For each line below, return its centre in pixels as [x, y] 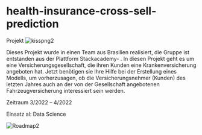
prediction [33, 24]
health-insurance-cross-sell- [81, 11]
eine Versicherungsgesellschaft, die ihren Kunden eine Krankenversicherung [101, 65]
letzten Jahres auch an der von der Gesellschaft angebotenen [83, 84]
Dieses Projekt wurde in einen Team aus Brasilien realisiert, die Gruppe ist [98, 52]
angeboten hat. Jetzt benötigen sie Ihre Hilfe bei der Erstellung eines [91, 71]
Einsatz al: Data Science [36, 114]
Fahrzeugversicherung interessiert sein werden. [66, 90]
